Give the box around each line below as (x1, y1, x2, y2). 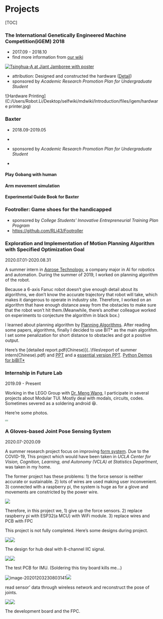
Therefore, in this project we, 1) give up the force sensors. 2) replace (5, 508, 143, 514)
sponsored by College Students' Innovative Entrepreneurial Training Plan (12, 217, 159, 223)
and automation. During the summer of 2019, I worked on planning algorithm (5, 271, 158, 277)
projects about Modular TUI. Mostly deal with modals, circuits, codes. (5, 395, 145, 401)
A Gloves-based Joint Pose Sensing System (5, 428, 111, 435)
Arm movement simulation (5, 182, 60, 189)
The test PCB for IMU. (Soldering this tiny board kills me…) (5, 565, 122, 571)
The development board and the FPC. (5, 608, 80, 614)
